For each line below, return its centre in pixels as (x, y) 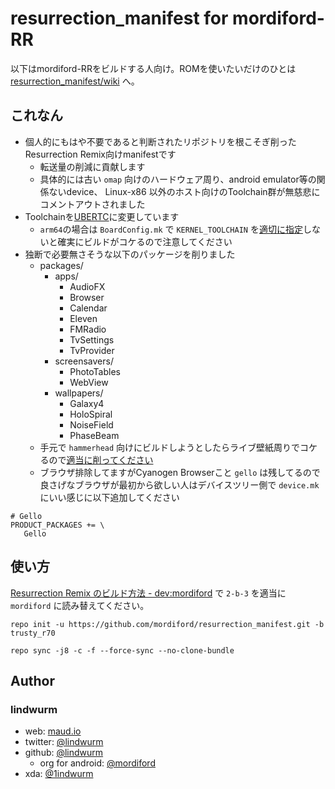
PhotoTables (95, 371)
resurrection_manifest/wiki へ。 (75, 81)
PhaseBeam (94, 435)
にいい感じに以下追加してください (109, 497)
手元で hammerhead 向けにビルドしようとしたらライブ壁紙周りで (170, 447)
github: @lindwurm (64, 753)
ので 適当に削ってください (101, 459)
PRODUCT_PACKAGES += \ (57, 525)
